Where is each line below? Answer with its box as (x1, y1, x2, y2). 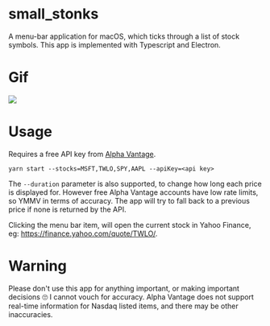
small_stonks (8, 5, 99, 23)
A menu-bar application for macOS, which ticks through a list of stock (8, 31, 240, 41)
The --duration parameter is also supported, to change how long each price (8, 179, 262, 188)
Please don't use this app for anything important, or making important (8, 283, 240, 293)
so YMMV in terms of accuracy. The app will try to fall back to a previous (8, 196, 250, 205)
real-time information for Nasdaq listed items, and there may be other (8, 301, 239, 311)
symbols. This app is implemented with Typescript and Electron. (8, 39, 222, 49)
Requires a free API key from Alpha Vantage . (8, 149, 156, 159)
